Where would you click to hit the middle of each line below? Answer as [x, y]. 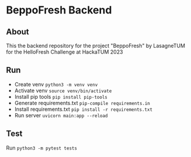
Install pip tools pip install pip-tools [61, 96]
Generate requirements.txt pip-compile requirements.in [82, 103]
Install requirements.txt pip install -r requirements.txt [84, 109]
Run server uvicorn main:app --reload [61, 115]
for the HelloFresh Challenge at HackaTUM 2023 [65, 52]
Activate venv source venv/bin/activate [63, 90]
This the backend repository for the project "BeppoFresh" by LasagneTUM [96, 46]
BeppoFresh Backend [59, 10]
